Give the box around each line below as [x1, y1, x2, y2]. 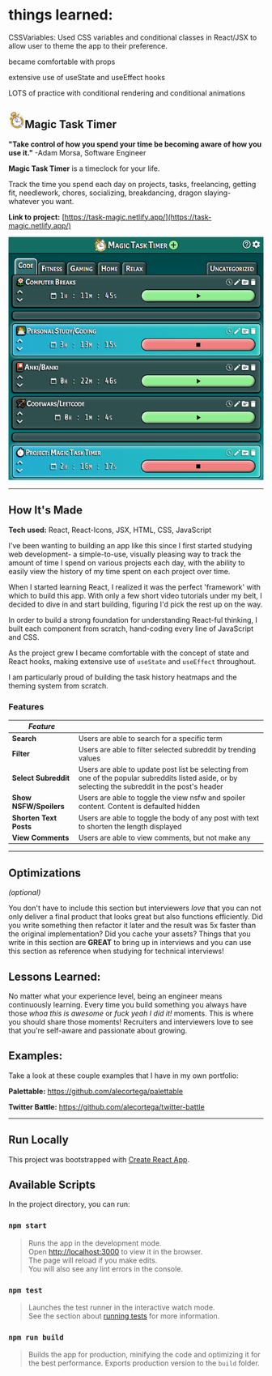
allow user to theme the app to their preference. [8, 40, 168, 50]
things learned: [8, 6, 113, 24]
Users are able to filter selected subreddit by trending [78, 744, 257, 754]
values [78, 753, 101, 763]
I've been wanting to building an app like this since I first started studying [8, 540, 253, 550]
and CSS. [8, 632, 40, 641]
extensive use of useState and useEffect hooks [8, 72, 166, 82]
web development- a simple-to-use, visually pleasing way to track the [8, 549, 241, 559]
